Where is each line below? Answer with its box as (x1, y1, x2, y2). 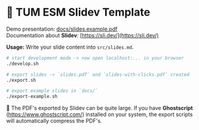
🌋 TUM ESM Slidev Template (6, 5, 150, 19)
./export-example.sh (6, 93, 58, 100)
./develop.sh (6, 60, 39, 67)
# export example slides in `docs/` (6, 88, 98, 94)
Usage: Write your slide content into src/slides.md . (6, 43, 134, 51)
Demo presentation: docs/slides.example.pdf (6, 25, 118, 32)
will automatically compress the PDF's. (6, 117, 102, 125)
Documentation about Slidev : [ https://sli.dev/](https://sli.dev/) (6, 31, 159, 39)
